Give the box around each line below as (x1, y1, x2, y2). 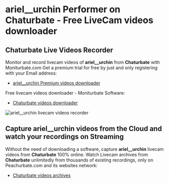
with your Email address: (5, 70, 57, 76)
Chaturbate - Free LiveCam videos (5, 14, 154, 26)
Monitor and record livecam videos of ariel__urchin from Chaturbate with (5, 59, 160, 65)
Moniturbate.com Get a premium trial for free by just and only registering (5, 65, 158, 71)
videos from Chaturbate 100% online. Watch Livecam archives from (5, 151, 149, 157)
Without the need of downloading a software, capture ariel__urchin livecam (5, 146, 164, 152)
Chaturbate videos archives (12, 172, 71, 178)
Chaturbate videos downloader (12, 100, 78, 106)
